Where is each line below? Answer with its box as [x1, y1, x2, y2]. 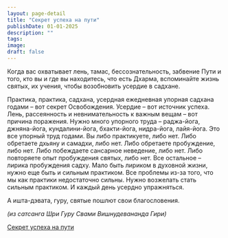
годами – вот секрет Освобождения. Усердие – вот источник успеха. [7, 102, 210, 111]
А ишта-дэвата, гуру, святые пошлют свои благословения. [7, 196, 180, 204]
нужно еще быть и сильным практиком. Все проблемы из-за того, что [7, 168, 214, 176]
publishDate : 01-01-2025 [7, 23, 78, 30]
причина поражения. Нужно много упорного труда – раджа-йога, [7, 117, 201, 125]
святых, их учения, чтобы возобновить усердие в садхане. [7, 82, 181, 90]
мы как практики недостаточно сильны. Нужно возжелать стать [7, 175, 197, 184]
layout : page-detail [7, 10, 67, 17]
